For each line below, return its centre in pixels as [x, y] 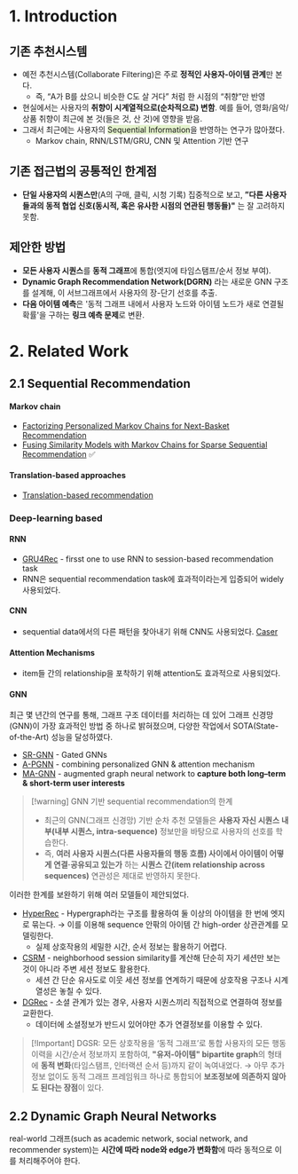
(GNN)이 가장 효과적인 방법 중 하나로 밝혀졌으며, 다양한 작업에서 [120, 726]
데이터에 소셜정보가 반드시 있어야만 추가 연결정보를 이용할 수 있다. [149, 1024]
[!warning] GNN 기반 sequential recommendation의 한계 [132, 801]
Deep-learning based [56, 518]
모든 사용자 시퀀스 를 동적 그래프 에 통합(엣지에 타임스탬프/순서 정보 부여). [147, 270]
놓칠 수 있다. [80, 991]
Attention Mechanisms [52, 652]
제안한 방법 [38, 247]
